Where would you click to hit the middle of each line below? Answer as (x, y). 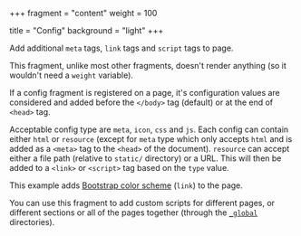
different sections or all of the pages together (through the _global (134, 212)
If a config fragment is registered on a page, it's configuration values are (145, 93)
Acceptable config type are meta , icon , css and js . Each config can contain (149, 129)
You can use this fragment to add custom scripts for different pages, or (142, 203)
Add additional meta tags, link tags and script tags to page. (121, 48)
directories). (32, 222)
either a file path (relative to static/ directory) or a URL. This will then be (146, 158)
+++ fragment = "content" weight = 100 (83, 13)
